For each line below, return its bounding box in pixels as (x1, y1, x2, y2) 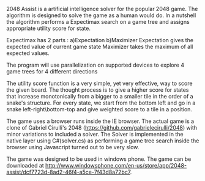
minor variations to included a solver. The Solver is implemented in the (6, 131, 184, 138)
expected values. (6, 50, 50, 57)
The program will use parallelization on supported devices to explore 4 (6, 61, 185, 68)
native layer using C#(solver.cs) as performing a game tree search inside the (6, 137, 199, 144)
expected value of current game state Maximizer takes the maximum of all (6, 43, 193, 50)
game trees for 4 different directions (6, 68, 98, 75)
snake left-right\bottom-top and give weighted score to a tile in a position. (6, 106, 193, 113)
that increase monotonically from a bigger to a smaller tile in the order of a (6, 93, 194, 100)
